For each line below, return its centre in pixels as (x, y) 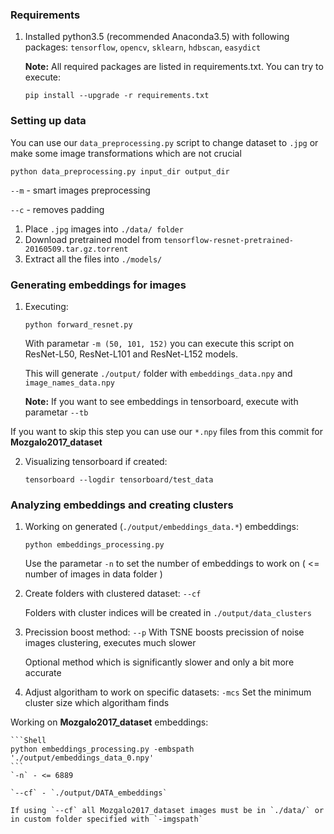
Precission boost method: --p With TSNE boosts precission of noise (164, 632)
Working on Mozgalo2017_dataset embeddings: (109, 722)
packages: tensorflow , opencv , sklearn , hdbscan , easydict (143, 47)
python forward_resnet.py (78, 324)
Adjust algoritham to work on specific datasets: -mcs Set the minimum (168, 692)
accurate (43, 673)
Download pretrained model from (93, 239)
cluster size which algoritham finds (97, 703)
